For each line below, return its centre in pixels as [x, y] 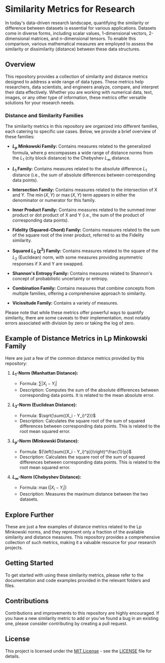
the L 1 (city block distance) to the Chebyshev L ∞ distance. [71, 158]
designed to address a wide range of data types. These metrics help [74, 81]
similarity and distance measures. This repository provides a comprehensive [82, 537]
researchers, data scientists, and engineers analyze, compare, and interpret [82, 87]
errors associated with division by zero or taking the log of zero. [70, 323]
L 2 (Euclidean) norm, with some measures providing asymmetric [78, 258]
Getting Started [29, 563]
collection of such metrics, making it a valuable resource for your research [81, 543]
